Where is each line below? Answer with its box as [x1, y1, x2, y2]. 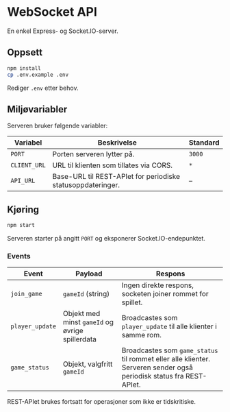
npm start [7, 222, 36, 229]
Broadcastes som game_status [121, 346, 218, 355]
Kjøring [7, 204, 40, 215]
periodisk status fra [121, 372, 184, 381]
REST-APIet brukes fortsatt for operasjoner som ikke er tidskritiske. [7, 398, 196, 406]
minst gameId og [62, 317, 114, 327]
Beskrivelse [97, 138, 137, 147]
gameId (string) [62, 289, 110, 299]
